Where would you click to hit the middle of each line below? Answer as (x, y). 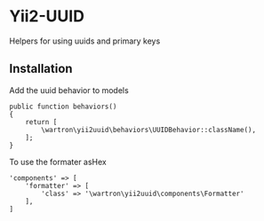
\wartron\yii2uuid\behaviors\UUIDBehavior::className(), (148, 130)
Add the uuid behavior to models (69, 90)
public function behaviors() (63, 107)
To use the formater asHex (58, 162)
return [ (41, 122)
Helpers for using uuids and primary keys (85, 41)
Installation (41, 69)
